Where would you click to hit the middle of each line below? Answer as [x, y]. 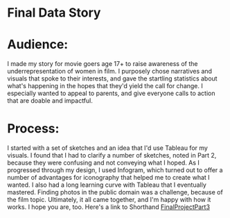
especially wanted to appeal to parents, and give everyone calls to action [111, 93]
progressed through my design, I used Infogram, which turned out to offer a [115, 170]
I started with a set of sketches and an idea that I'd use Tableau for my [107, 148]
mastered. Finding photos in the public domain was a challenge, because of [115, 192]
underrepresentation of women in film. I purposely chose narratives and [110, 72]
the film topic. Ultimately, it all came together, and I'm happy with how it [109, 200]
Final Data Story [54, 13]
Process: [33, 129]
